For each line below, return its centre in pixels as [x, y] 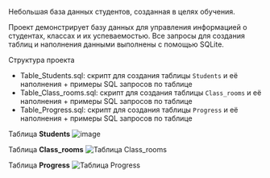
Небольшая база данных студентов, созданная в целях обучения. [122, 12]
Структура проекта [42, 60]
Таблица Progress [39, 165]
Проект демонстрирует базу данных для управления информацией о [128, 27]
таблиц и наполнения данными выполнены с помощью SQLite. [116, 44]
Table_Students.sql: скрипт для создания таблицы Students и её [129, 75]
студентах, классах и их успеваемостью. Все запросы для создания [127, 36]
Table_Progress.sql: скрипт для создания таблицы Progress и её [129, 110]
